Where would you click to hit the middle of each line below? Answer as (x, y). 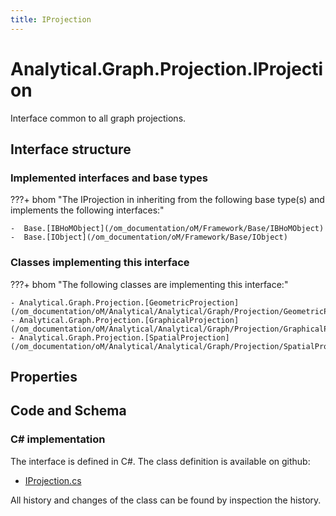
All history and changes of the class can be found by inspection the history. (166, 500)
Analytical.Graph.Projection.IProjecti (167, 68)
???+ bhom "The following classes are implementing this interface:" (149, 284)
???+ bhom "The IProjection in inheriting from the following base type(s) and (167, 200)
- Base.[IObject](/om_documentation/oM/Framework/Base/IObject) (149, 237)
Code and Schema (68, 411)
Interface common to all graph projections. (98, 118)
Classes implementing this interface (100, 263)
